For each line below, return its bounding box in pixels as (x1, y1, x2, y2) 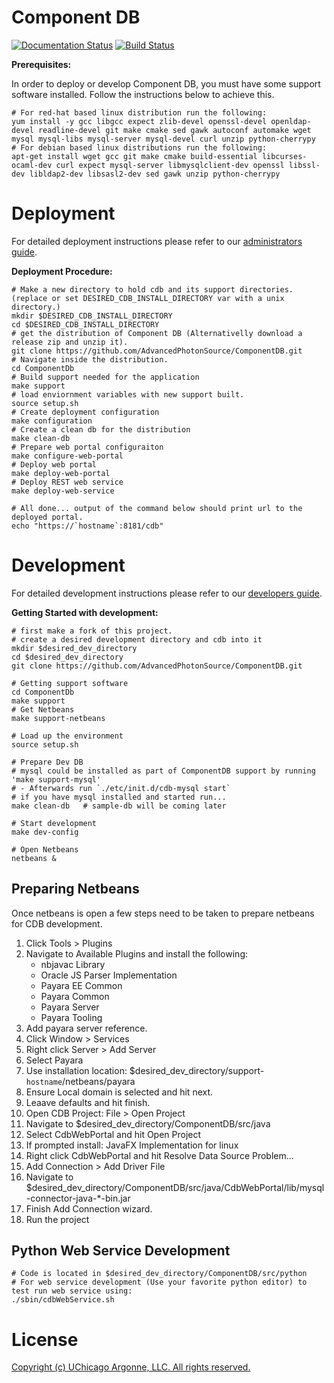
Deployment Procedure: (11, 265, 113, 277)
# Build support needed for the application (11, 372, 200, 382)
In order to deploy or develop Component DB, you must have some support (11, 77, 321, 90)
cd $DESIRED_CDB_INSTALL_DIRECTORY (11, 319, 160, 330)
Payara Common (40, 990, 110, 1002)
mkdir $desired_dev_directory (11, 643, 138, 653)
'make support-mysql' (11, 774, 102, 785)
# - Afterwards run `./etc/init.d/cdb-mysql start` (11, 783, 231, 793)
